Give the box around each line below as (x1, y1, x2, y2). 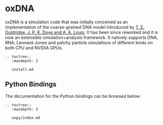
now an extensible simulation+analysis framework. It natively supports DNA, (5, 35, 158, 40)
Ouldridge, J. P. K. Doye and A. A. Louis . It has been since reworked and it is (5, 29, 159, 35)
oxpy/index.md (11, 115, 41, 120)
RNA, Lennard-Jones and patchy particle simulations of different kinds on (5, 39, 153, 45)
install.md (11, 67, 34, 72)
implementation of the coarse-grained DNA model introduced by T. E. (5, 24, 145, 30)
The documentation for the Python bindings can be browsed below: (5, 93, 141, 99)
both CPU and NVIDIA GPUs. (5, 45, 63, 51)
